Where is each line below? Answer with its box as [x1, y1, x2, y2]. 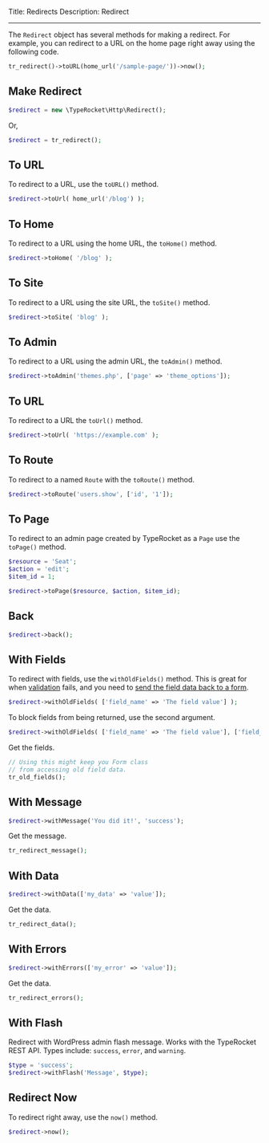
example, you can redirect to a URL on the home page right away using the [8, 39, 255, 47]
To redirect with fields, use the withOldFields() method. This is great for [8, 674, 247, 684]
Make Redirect [8, 84, 82, 99]
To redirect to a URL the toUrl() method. [8, 416, 143, 425]
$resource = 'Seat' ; [8, 558, 78, 566]
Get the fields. [8, 742, 55, 753]
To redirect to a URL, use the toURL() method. [8, 180, 159, 189]
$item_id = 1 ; [8, 573, 56, 581]
